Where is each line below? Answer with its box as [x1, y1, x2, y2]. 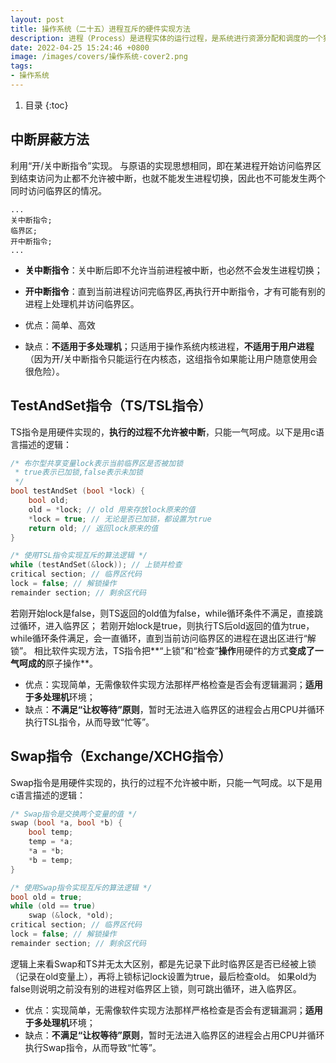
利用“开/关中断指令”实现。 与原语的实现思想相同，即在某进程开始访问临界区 [10, 159, 322, 171]
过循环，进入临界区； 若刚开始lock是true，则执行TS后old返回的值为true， [10, 619, 315, 631]
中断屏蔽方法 [10, 131, 90, 148]
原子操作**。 [45, 657, 99, 669]
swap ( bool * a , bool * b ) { [10, 818, 123, 828]
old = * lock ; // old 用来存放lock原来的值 [28, 504, 196, 515]
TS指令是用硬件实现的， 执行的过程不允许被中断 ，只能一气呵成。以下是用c [10, 426, 317, 438]
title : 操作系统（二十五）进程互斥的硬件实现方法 [10, 24, 191, 34]
